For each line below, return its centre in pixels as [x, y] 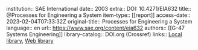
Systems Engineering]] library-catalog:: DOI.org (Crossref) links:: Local [94, 34]
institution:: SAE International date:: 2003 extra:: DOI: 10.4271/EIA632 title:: [99, 9]
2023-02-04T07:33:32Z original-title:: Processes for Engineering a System [99, 21]
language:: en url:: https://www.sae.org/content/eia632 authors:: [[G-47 [96, 28]
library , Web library [30, 41]
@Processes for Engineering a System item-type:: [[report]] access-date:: [98, 15]
